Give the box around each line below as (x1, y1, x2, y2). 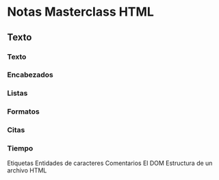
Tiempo (7, 144, 34, 153)
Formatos (7, 107, 40, 116)
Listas (7, 88, 28, 98)
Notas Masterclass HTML (7, 4, 154, 20)
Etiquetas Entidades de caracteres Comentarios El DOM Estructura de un (7, 159, 213, 168)
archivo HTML (7, 166, 47, 175)
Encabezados (7, 70, 53, 79)
